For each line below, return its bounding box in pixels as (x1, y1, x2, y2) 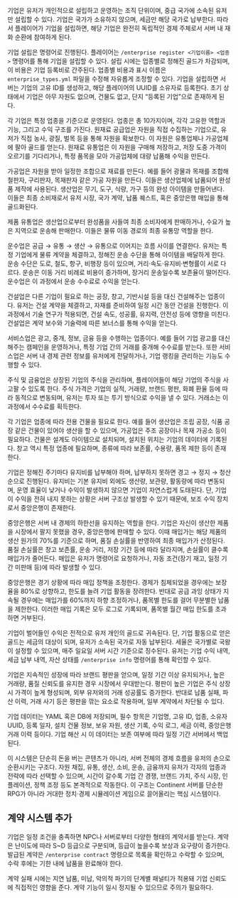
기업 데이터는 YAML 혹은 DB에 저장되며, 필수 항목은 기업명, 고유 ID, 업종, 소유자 (7, 713, 228, 720)
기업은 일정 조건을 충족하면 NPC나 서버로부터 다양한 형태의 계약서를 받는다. (7, 832, 216, 840)
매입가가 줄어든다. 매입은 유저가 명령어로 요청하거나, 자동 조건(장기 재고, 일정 (7, 554, 220, 563)
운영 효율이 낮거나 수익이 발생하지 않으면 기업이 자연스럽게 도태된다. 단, (16, 486, 214, 494)
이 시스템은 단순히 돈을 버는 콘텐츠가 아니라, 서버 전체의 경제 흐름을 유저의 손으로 (7, 754, 231, 762)
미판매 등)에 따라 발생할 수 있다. (14, 563, 103, 571)
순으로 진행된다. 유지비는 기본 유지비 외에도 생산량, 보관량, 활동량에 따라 (7, 477, 206, 485)
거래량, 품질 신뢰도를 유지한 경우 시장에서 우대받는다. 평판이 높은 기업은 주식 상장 (7, 679, 231, 688)
